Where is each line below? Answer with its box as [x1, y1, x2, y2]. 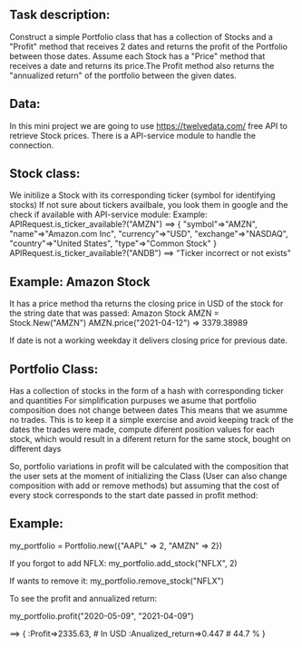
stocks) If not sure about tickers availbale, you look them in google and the [9, 200, 288, 211]
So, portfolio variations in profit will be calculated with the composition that [9, 461, 289, 472]
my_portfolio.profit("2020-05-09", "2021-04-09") [9, 610, 195, 621]
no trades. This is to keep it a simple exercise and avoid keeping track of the [9, 415, 294, 426]
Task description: [9, 7, 111, 23]
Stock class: [9, 166, 81, 182]
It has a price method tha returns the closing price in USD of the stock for [9, 299, 284, 309]
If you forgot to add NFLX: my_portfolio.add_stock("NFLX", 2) [9, 557, 238, 568]
